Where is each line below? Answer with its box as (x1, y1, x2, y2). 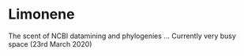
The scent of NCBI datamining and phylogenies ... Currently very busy (8, 31, 237, 40)
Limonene (8, 5, 75, 23)
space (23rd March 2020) (8, 39, 92, 48)
